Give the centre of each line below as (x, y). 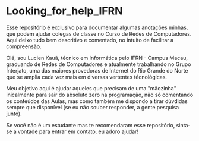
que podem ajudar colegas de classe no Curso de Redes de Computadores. (99, 33)
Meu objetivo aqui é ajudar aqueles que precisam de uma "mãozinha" (91, 88)
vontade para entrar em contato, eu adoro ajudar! (78, 131)
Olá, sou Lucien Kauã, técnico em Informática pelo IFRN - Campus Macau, (97, 58)
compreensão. (24, 46)
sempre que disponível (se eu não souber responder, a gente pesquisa (93, 107)
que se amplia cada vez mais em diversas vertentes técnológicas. (87, 77)
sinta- (183, 125)
